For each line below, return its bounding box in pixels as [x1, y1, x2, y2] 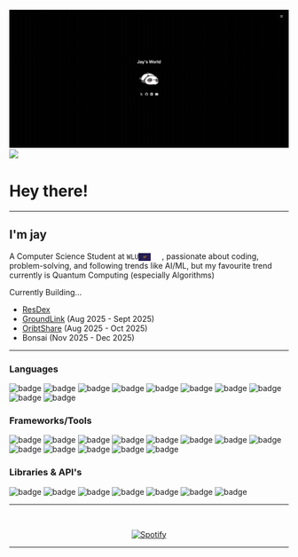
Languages [9, 363, 59, 375]
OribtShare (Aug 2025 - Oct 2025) [21, 323, 148, 333]
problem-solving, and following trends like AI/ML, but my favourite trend [9, 260, 272, 271]
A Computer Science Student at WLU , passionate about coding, [9, 250, 259, 262]
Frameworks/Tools [9, 414, 92, 427]
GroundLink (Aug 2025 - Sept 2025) [21, 313, 155, 324]
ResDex [21, 303, 51, 315]
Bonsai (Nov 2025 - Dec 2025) [21, 332, 135, 342]
